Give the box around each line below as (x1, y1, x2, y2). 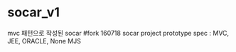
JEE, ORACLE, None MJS (7, 36, 82, 45)
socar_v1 (7, 4, 60, 21)
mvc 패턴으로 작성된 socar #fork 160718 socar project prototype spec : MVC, (7, 28, 230, 37)
